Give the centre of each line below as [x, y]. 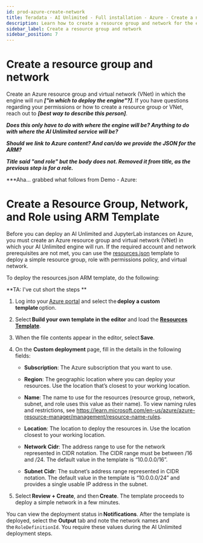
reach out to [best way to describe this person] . [67, 113]
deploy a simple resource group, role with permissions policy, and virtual [97, 259]
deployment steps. [29, 533]
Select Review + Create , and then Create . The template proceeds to [99, 496]
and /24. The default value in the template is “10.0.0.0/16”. [96, 459]
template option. [36, 308]
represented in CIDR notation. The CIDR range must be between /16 [108, 453]
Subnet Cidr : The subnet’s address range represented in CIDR [101, 471]
